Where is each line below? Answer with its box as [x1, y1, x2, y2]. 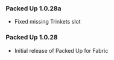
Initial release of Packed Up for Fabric [14, 47, 109, 54]
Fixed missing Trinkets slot [14, 18, 81, 25]
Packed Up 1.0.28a [5, 4, 62, 13]
